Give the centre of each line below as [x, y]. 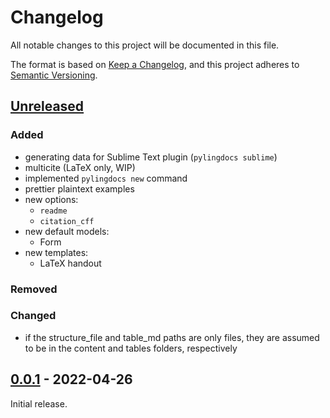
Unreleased [47, 106]
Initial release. [39, 403]
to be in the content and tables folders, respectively [131, 348]
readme [53, 211]
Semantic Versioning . [54, 75]
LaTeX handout [70, 263]
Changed [33, 316]
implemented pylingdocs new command [106, 178]
